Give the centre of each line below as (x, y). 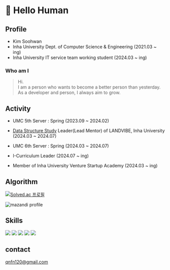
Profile (16, 29)
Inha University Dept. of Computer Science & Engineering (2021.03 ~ (84, 47)
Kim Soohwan (27, 41)
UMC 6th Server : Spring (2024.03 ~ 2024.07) (61, 146)
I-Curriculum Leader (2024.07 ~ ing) (50, 156)
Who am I (17, 71)
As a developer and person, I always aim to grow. (69, 93)
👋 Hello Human (37, 10)
